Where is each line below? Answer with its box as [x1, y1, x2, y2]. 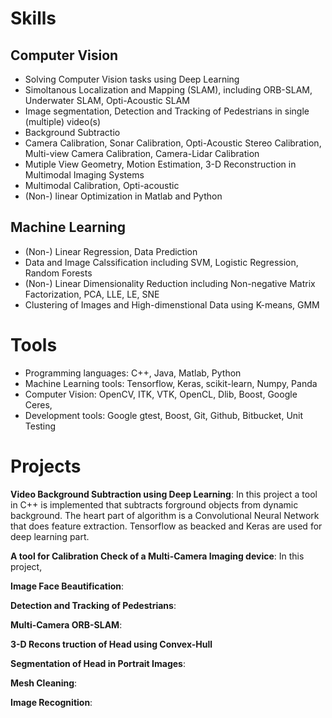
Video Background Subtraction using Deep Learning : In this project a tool [10, 488, 318, 500]
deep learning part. [10, 530, 90, 542]
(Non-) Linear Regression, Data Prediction [24, 245, 198, 257]
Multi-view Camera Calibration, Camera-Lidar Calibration [24, 148, 260, 159]
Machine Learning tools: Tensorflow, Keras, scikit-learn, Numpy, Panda [24, 377, 318, 389]
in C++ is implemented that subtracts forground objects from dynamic [10, 498, 299, 511]
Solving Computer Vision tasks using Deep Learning [24, 73, 240, 85]
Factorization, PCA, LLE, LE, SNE [24, 288, 160, 300]
